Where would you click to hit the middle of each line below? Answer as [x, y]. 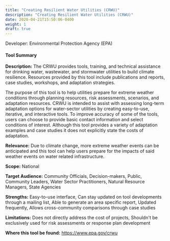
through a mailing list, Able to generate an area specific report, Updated [81, 202]
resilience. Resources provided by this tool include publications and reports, [85, 77]
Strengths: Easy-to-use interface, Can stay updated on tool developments [83, 197]
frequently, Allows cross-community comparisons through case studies [80, 208]
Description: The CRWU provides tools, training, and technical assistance [83, 66]
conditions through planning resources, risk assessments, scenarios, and [82, 98]
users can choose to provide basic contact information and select [74, 120]
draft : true [18, 29]
